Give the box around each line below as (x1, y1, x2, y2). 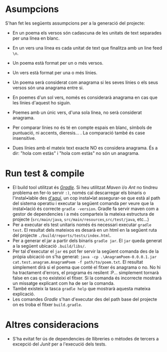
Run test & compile (5, 168, 85, 179)
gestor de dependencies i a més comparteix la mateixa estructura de (12, 211, 154, 217)
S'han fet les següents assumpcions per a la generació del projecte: (5, 20, 145, 26)
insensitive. (12, 135, 36, 141)
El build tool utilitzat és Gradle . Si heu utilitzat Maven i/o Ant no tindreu (12, 184, 158, 190)
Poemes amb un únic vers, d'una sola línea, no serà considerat (12, 109, 142, 115)
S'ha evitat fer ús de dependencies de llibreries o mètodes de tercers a (12, 335, 159, 341)
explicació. (12, 291, 35, 297)
